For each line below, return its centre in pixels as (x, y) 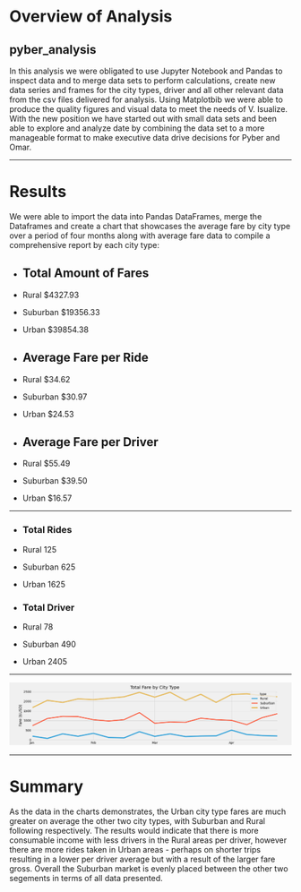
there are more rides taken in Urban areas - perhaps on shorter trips (135, 849)
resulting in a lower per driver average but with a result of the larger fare (142, 859)
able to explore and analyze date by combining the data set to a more (137, 128)
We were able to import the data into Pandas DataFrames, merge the (136, 216)
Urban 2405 (44, 661)
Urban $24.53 (48, 414)
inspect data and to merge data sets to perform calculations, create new (142, 81)
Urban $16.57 (47, 498)
